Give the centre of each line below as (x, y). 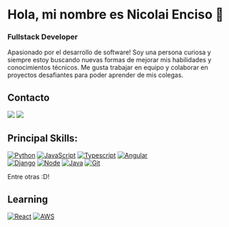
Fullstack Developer (43, 37)
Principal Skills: (43, 138)
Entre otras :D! (29, 177)
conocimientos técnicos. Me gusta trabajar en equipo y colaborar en (108, 68)
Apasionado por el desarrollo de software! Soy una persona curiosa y (110, 52)
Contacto (29, 97)
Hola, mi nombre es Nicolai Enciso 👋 (116, 15)
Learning (28, 199)
